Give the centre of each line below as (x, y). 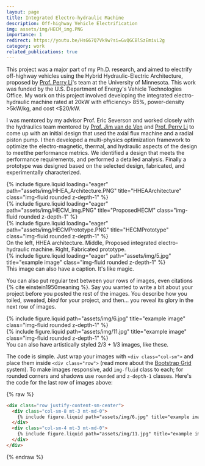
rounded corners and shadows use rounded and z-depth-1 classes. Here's (99, 376)
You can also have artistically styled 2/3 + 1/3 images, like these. (88, 344)
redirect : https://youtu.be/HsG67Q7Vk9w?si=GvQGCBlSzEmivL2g (86, 40)
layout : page (23, 12)
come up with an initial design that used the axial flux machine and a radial (100, 133)
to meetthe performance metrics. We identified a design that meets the (95, 152)
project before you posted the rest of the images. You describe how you (97, 293)
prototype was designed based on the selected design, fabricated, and (95, 165)
